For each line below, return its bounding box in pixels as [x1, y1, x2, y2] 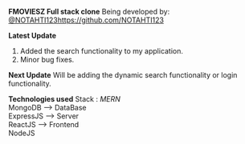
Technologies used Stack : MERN [8, 94, 120, 103]
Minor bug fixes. [19, 55, 75, 64]
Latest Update [8, 31, 57, 40]
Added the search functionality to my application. [19, 46, 183, 55]
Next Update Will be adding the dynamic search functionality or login [8, 70, 238, 79]
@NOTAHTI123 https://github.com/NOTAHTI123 [8, 15, 165, 25]
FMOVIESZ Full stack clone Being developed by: [8, 7, 170, 16]
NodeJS [8, 128, 35, 138]
